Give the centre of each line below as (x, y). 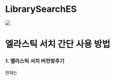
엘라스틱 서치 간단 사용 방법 (58, 44)
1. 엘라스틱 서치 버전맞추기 (35, 61)
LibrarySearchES (41, 9)
